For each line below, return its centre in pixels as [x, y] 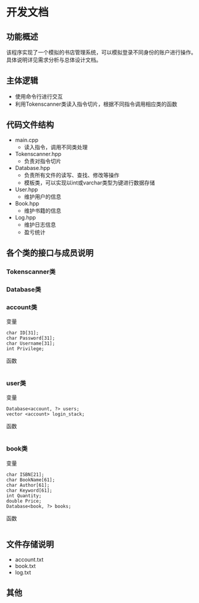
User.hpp [26, 189]
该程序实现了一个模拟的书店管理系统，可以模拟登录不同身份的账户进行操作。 [101, 52]
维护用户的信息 [43, 197]
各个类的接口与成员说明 [50, 253]
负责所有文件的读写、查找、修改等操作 [71, 175]
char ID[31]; [23, 333]
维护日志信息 [40, 224]
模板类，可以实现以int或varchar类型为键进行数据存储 [89, 183]
